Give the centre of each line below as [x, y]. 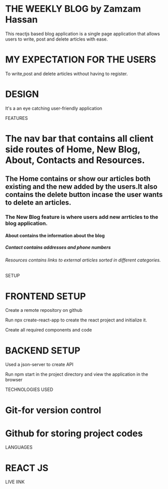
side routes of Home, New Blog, [73, 149]
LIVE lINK [15, 482]
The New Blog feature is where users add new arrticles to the [82, 217]
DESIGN [22, 94]
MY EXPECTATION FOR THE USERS [81, 60]
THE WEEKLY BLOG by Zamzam [73, 9]
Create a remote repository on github [44, 310]
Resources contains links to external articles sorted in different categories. [83, 260]
